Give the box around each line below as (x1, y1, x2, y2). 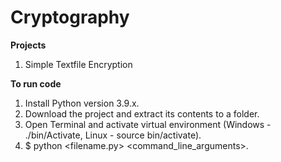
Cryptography (10, 6, 130, 29)
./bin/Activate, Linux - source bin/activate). (24, 129, 202, 141)
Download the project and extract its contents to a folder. (24, 107, 260, 120)
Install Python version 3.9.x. (24, 97, 140, 109)
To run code (10, 77, 62, 90)
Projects (10, 39, 47, 51)
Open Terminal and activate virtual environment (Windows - (24, 118, 272, 130)
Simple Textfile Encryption (24, 58, 133, 70)
